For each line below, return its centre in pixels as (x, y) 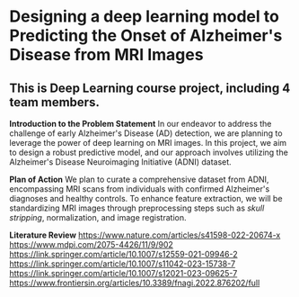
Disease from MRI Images (106, 55)
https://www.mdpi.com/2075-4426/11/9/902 (91, 244)
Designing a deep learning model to (145, 17)
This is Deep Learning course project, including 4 (150, 88)
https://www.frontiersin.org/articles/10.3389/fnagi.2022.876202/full (135, 283)
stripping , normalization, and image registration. (98, 217)
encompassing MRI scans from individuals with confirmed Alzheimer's (140, 189)
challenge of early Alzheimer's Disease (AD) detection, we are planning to (146, 133)
